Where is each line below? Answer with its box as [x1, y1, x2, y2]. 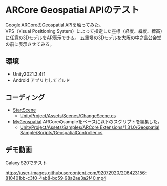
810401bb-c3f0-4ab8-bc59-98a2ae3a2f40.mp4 [5, 175, 106, 181]
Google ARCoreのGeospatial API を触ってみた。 [5, 22, 104, 28]
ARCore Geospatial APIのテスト [5, 4, 140, 16]
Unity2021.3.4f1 [12, 71, 46, 77]
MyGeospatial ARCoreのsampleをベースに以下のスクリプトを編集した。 [12, 118, 162, 124]
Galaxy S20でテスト [5, 160, 47, 166]
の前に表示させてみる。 [5, 41, 54, 47]
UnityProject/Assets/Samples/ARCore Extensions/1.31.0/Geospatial [20, 124, 160, 130]
